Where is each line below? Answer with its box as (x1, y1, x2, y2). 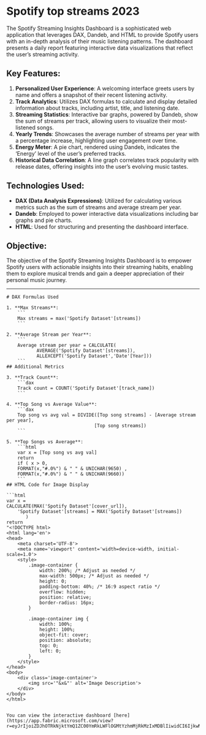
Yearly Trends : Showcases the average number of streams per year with (15, 130, 200, 137)
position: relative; (39, 595, 92, 601)
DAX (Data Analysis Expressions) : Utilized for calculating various (15, 197, 182, 204)
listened (15, 124, 36, 131)
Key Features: (6, 69, 61, 79)
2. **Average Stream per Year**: (6, 332, 92, 338)
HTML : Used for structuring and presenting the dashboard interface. (15, 223, 189, 230)
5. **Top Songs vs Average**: (6, 439, 84, 445)
